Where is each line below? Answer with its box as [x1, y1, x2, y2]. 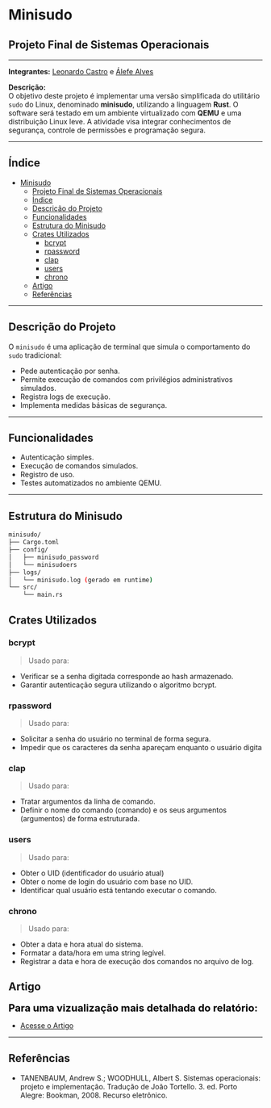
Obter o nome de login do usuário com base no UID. [19, 876, 194, 886]
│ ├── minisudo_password [8, 553, 99, 561]
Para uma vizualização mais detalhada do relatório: [8, 1001, 258, 1014]
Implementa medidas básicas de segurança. [19, 400, 168, 409]
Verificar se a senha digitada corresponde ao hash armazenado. [19, 671, 234, 681]
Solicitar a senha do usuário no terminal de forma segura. [19, 734, 211, 744]
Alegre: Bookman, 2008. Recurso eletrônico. [19, 1090, 168, 1100]
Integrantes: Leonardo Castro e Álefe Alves [8, 67, 154, 76]
